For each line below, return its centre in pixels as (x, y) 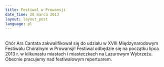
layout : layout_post (27, 19)
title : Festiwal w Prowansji (35, 10)
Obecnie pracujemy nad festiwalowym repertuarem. (59, 59)
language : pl (19, 24)
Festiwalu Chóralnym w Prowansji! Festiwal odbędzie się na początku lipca (82, 48)
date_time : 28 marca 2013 (32, 14)
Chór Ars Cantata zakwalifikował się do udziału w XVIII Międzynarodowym (82, 43)
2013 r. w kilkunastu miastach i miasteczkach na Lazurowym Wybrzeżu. (79, 54)
